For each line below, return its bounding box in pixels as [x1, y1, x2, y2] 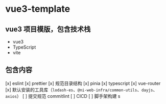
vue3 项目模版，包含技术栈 [5, 25, 91, 33]
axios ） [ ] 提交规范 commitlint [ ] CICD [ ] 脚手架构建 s [5, 93, 121, 99]
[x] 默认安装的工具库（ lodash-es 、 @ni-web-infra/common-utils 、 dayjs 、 [5, 87, 158, 93]
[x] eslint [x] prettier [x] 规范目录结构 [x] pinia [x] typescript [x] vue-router [5, 80, 161, 86]
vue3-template [5, 3, 70, 15]
